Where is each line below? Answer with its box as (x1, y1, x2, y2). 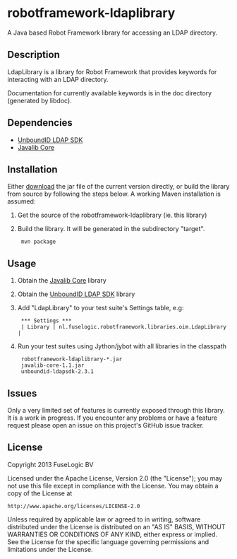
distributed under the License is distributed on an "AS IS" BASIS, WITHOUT (7, 522, 226, 531)
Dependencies (7, 117, 73, 129)
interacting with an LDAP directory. (7, 75, 109, 83)
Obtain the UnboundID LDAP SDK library (17, 290, 135, 298)
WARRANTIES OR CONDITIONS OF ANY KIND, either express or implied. (7, 530, 217, 539)
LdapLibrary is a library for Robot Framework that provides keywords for (7, 67, 217, 76)
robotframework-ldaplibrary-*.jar (20, 355, 123, 363)
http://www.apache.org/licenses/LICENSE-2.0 (7, 502, 140, 510)
